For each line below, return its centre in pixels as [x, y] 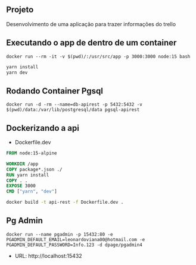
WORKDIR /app [22, 164]
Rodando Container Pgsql [55, 91]
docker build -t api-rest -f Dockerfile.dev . [65, 202]
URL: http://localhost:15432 [48, 255]
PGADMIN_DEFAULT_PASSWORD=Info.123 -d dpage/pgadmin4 [74, 245]
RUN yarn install [28, 175]
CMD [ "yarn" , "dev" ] [32, 192]
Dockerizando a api [43, 128]
